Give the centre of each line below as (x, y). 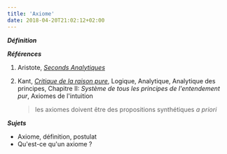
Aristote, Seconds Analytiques (61, 67)
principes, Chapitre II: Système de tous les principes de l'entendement (119, 88)
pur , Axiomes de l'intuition (55, 96)
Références (25, 54)
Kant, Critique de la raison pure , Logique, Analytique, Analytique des (116, 80)
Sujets (17, 122)
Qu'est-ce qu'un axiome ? (55, 143)
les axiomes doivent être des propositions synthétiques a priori (126, 109)
